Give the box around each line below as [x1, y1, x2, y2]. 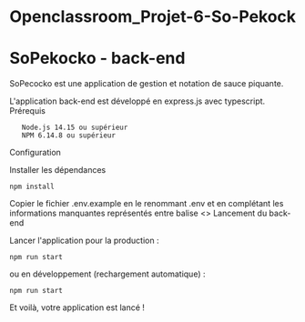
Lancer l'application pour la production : [9, 235, 159, 247]
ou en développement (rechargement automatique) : [9, 268, 206, 279]
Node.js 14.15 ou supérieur [21, 123, 128, 133]
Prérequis [9, 106, 46, 116]
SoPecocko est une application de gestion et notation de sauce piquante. [9, 78, 284, 89]
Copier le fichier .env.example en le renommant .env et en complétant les [9, 198, 284, 209]
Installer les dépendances [9, 165, 107, 176]
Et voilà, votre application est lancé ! [9, 302, 146, 313]
